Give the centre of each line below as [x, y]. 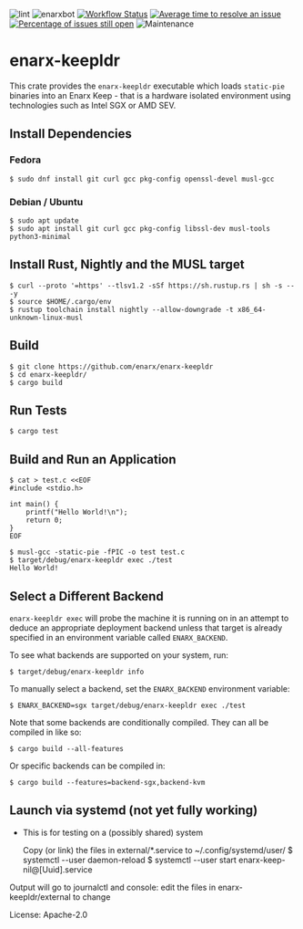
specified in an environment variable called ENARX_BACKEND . [119, 637]
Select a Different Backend [86, 596]
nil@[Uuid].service [57, 869]
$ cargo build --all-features [67, 748]
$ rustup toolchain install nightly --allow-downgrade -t [121, 309]
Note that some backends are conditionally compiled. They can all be [139, 722]
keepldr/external [40, 897]
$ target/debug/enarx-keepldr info [77, 672]
